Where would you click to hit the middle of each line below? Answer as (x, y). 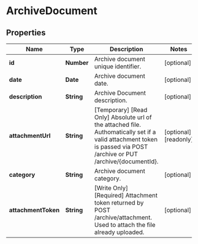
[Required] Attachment (126, 195)
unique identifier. (118, 66)
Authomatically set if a (125, 132)
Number (77, 63)
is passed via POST (121, 147)
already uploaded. (119, 232)
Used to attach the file (125, 225)
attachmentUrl (30, 136)
